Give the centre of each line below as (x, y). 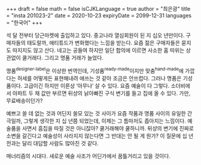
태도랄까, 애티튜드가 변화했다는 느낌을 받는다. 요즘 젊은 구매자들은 (103, 43)
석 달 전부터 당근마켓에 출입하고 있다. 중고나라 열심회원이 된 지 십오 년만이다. (95, 35)
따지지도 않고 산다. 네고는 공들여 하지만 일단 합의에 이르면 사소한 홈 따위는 (98, 50)
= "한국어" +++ (25, 22)
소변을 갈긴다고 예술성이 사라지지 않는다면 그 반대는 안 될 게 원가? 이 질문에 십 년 (100, 136)
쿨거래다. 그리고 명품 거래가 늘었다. (63, 58)
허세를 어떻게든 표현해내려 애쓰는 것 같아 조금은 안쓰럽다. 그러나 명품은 (99, 78)
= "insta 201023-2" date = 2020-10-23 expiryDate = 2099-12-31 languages (99, 16)
